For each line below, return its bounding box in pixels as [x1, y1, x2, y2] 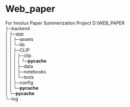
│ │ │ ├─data [5, 63, 33, 69]
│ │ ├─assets [5, 36, 34, 42]
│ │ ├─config [5, 79, 34, 86]
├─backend [5, 25, 30, 31]
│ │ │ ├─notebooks [5, 68, 46, 74]
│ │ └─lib [5, 41, 25, 47]
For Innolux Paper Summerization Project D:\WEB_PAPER [5, 20, 125, 26]
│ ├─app [5, 31, 24, 37]
